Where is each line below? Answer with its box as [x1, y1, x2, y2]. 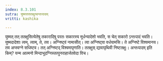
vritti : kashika [5, 16, 38, 21]
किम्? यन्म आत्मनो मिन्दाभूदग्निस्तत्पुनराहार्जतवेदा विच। [5, 50, 89, 56]
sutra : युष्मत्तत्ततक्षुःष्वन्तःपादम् [5, 12, 48, 17]
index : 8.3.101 [5, 7, 36, 12]
